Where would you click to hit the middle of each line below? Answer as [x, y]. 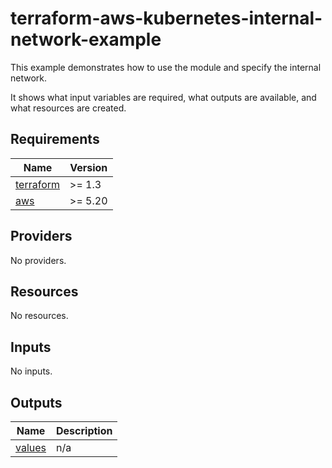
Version [88, 167]
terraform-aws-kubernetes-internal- [166, 18]
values [31, 447]
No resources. [39, 316]
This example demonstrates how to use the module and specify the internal [166, 67]
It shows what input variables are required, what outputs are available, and [163, 97]
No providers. [38, 260]
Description [84, 430]
